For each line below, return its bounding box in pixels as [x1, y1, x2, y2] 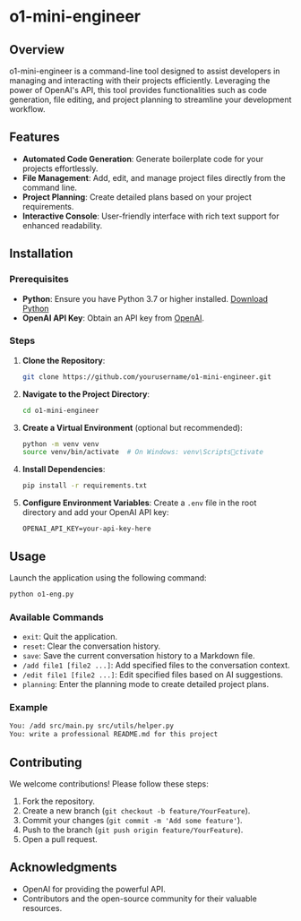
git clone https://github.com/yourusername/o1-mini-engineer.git [21, 372, 271, 382]
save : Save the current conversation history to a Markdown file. [21, 650, 255, 661]
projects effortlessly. [21, 163, 99, 174]
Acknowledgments [9, 860, 118, 875]
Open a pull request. [21, 834, 99, 845]
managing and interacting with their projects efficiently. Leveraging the [9, 75, 271, 86]
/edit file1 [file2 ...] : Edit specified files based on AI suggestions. [21, 669, 284, 680]
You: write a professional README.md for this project [9, 730, 219, 739]
